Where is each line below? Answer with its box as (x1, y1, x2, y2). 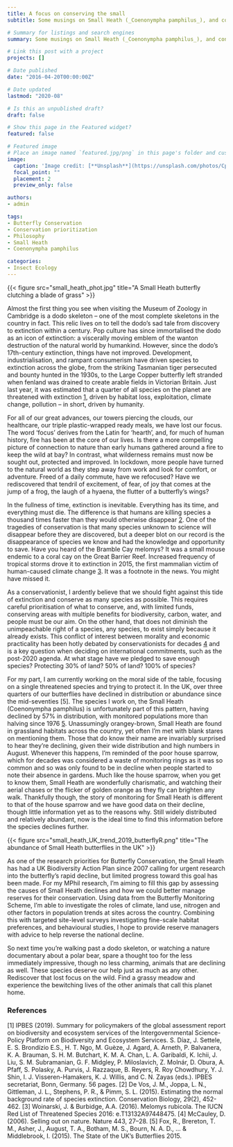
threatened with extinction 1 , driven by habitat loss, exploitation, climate (7, 393, 212, 401)
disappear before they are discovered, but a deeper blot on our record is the (7, 530, 225, 538)
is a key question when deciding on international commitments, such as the (7, 647, 223, 655)
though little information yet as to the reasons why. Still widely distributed (7, 808, 217, 816)
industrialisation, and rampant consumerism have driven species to (7, 355, 199, 364)
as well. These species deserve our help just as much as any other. (7, 966, 199, 974)
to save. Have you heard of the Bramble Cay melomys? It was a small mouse (7, 545, 225, 553)
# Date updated (7, 86, 51, 93)
